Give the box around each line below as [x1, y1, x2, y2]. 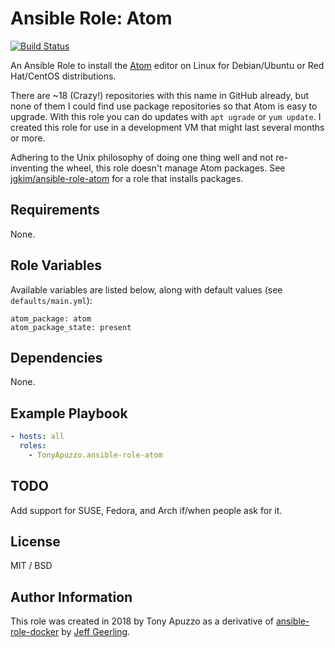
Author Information [10, 588, 133, 606]
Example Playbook [10, 405, 128, 422]
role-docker [10, 626, 60, 638]
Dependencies [10, 349, 103, 366]
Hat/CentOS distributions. [10, 70, 117, 82]
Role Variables [10, 257, 102, 274]
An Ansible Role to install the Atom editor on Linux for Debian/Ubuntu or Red [10, 59, 325, 71]
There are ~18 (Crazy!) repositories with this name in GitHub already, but [10, 89, 310, 101]
